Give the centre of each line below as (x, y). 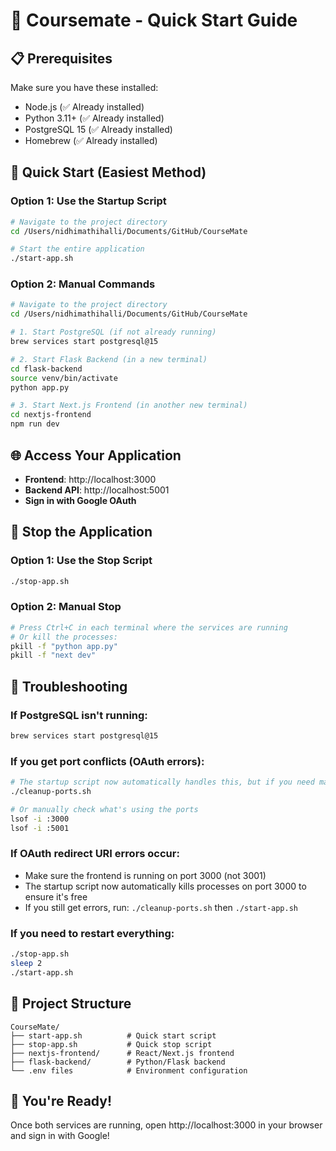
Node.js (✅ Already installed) (84, 107)
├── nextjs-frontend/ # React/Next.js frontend (122, 1053)
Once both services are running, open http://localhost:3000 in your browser (166, 1125)
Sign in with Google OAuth (80, 500)
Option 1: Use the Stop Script (81, 561)
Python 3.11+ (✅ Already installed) (94, 118)
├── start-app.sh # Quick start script (113, 1035)
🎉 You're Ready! (61, 1100)
